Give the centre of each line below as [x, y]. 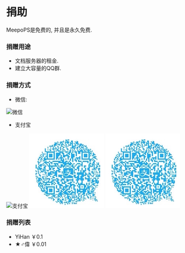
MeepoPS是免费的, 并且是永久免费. [49, 30]
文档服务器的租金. [36, 61]
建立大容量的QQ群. [38, 68]
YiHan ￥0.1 [29, 236]
